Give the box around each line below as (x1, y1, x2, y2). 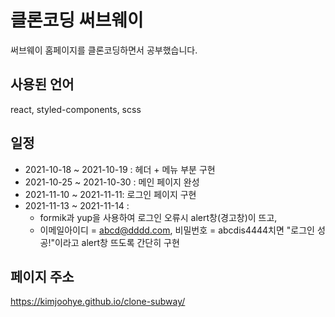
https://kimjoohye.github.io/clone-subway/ (10, 296, 186, 308)
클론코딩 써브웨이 (10, 9, 144, 32)
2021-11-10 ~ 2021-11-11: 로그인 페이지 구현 (24, 188, 197, 200)
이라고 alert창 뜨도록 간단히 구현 (54, 236, 180, 248)
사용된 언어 (10, 76, 75, 93)
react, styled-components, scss (10, 103, 142, 115)
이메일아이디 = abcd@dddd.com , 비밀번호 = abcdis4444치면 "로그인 (39, 224, 315, 236)
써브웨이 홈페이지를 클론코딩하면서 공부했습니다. (10, 44, 198, 56)
